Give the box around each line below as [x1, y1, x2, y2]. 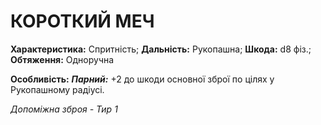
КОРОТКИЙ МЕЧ [10, 10, 155, 33]
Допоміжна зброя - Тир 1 [10, 103, 118, 115]
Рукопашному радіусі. [10, 83, 105, 95]
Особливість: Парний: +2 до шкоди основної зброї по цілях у [10, 73, 275, 85]
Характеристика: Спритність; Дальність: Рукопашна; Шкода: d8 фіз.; [10, 43, 312, 55]
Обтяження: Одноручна [10, 53, 115, 65]
